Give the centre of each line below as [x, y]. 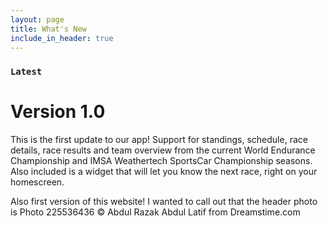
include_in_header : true [62, 38]
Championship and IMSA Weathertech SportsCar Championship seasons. [161, 161]
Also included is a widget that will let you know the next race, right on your [164, 172]
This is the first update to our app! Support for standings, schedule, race [159, 140]
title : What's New [48, 29]
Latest [26, 72]
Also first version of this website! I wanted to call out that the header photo [164, 202]
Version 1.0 [58, 112]
